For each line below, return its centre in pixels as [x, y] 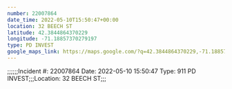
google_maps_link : [33, 52]
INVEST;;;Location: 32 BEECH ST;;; [57, 78]
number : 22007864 [32, 13]
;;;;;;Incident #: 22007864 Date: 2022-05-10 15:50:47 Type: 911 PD [102, 71]
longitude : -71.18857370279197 [52, 39]
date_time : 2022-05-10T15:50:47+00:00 [63, 20]
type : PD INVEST [30, 45]
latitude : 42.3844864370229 [48, 33]
